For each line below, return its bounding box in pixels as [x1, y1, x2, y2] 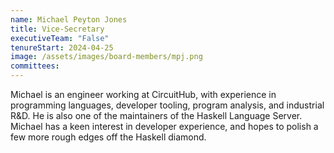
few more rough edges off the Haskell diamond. [10, 131, 207, 143]
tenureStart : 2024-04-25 [10, 42, 114, 53]
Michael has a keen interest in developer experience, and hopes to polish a [10, 121, 319, 132]
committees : [10, 61, 60, 71]
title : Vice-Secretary [10, 24, 105, 34]
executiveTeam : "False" [10, 33, 110, 43]
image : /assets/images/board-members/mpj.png [10, 52, 203, 62]
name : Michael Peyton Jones [10, 14, 128, 25]
